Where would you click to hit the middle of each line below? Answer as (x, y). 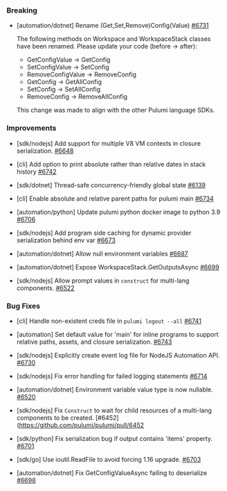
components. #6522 (45, 288)
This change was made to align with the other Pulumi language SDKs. (116, 110)
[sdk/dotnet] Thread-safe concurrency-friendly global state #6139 (111, 185)
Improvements (31, 128)
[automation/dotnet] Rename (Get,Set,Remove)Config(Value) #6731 (112, 26)
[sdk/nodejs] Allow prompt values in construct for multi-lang (103, 281)
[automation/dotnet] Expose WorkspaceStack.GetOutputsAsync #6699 (118, 267)
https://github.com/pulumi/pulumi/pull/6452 (82, 425)
